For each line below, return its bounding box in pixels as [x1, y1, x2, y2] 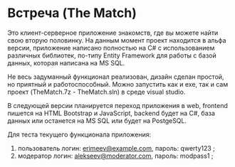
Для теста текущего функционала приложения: [7, 130, 152, 139]
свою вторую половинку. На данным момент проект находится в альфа [7, 36, 226, 44]
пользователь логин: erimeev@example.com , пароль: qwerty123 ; [17, 144, 216, 152]
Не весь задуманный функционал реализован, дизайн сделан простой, [7, 72, 224, 81]
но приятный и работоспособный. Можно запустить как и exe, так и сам [7, 80, 229, 88]
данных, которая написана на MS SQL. [7, 58, 125, 67]
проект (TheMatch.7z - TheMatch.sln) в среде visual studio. [7, 87, 186, 96]
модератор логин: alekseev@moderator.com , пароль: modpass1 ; [17, 151, 214, 160]
